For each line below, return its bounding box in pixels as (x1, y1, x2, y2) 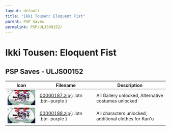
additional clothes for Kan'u (96, 115, 154, 122)
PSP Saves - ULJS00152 (5, 67, 83, 76)
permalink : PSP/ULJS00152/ (5, 24, 63, 30)
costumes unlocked (96, 97, 137, 104)
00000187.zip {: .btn (39, 92, 82, 98)
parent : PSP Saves (5, 19, 44, 24)
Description (117, 82, 143, 88)
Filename (55, 82, 76, 88)
